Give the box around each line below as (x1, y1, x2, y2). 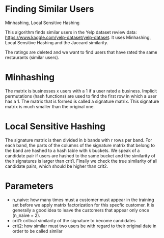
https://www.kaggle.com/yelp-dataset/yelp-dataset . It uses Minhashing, (5, 34, 151, 40)
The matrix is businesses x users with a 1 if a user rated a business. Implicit (5, 88, 157, 94)
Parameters (5, 180, 54, 191)
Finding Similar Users (5, 3, 94, 15)
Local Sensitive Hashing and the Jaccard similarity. (5, 39, 109, 45)
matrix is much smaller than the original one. (5, 103, 95, 109)
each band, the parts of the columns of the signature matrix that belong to (5, 142, 155, 148)
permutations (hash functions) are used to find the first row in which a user (5, 93, 157, 99)
